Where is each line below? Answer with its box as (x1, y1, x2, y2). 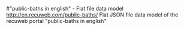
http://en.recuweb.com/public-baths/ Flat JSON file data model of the (6, 11, 179, 18)
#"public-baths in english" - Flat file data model (6, 5, 124, 12)
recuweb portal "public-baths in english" (6, 18, 107, 24)
